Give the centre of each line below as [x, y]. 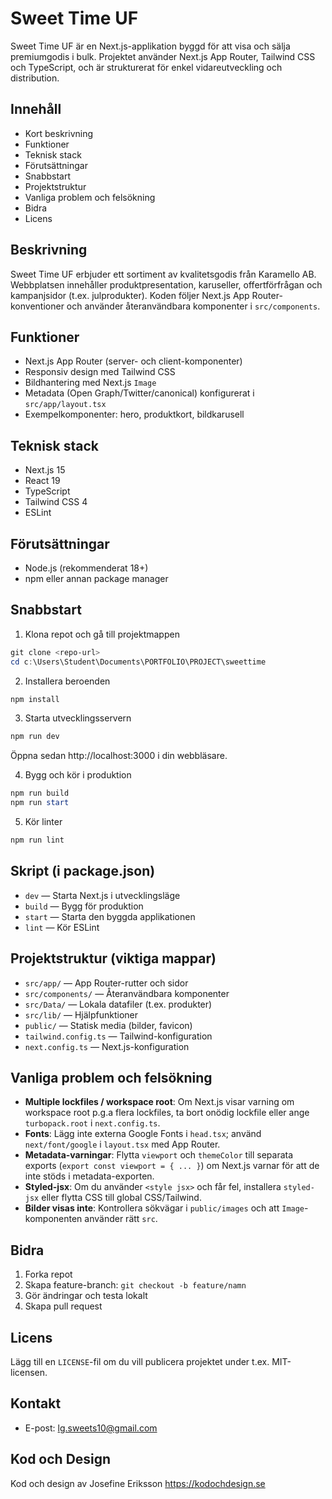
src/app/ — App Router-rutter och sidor [106, 983]
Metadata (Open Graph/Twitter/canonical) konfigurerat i [139, 393]
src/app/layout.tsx [65, 405]
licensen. [29, 1372]
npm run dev [35, 737]
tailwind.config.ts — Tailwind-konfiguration [118, 1036]
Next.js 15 [45, 470]
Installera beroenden [67, 681]
